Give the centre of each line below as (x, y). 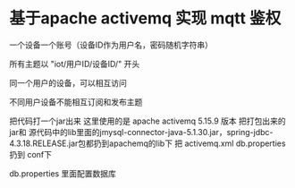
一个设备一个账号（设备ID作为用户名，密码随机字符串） (111, 45)
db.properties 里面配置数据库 (63, 173)
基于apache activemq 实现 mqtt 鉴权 (145, 18)
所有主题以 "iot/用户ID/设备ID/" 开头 (75, 64)
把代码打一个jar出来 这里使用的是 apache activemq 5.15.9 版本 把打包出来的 (147, 121)
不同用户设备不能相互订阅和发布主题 (76, 102)
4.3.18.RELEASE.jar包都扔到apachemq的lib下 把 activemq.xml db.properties (147, 143)
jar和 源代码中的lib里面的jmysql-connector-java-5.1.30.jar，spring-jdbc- (141, 132)
